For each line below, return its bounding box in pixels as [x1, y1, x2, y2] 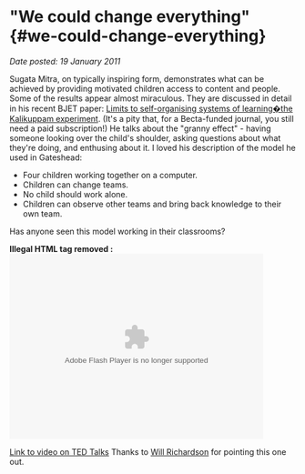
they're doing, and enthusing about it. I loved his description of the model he [9, 142, 296, 153]
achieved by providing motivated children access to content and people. [9, 83, 280, 94]
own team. [22, 207, 63, 219]
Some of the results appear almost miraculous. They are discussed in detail [9, 93, 292, 104]
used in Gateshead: [9, 152, 83, 163]
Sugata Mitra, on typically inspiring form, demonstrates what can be [9, 73, 265, 84]
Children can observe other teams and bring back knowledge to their [22, 198, 282, 209]
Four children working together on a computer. [22, 169, 198, 180]
